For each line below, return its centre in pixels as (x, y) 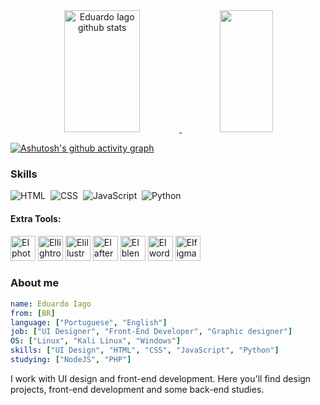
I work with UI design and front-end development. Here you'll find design (161, 378)
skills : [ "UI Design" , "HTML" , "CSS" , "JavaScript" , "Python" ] (145, 350)
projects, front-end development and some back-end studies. (137, 389)
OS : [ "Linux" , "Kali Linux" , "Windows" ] (96, 341)
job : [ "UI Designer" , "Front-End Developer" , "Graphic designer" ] (151, 332)
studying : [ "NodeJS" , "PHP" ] (71, 360)
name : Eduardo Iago (51, 304)
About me (35, 283)
